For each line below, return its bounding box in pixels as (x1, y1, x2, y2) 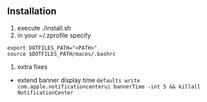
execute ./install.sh (17, 23, 71, 32)
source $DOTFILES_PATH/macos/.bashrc (7, 50, 116, 57)
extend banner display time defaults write (17, 76, 141, 84)
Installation (7, 6, 57, 17)
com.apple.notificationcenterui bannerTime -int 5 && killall (17, 83, 201, 90)
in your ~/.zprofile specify (17, 31, 91, 39)
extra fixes (17, 62, 48, 71)
